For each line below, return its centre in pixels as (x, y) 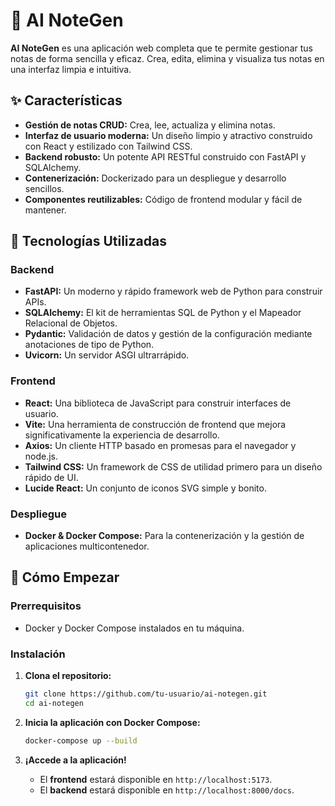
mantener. (45, 210)
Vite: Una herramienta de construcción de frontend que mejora (155, 424)
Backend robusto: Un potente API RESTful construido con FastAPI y (165, 156)
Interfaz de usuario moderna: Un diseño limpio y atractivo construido (168, 135)
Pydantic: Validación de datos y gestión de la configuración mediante (168, 334)
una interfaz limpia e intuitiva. (71, 69)
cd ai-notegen (54, 703)
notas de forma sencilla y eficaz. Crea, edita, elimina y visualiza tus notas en (167, 58)
